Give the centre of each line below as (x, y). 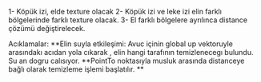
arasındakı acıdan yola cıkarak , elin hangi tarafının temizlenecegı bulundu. (131, 52)
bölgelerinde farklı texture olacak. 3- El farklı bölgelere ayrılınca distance (128, 20)
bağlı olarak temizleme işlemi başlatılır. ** (76, 69)
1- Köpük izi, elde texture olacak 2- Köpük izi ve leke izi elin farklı (115, 12)
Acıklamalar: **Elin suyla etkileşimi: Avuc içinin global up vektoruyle (121, 44)
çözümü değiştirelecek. (47, 28)
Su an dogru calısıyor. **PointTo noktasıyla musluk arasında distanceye (126, 61)
